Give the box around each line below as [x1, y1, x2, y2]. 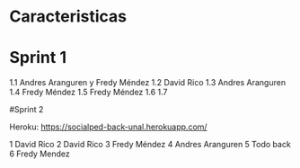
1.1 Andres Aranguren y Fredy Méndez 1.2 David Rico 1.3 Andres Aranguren [9, 77, 286, 88]
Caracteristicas [9, 6, 128, 27]
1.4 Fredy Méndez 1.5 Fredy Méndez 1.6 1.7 [9, 87, 168, 98]
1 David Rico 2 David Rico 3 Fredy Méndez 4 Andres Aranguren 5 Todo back [9, 139, 292, 150]
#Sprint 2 [9, 104, 44, 115]
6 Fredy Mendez [9, 148, 70, 159]
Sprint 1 [9, 48, 67, 68]
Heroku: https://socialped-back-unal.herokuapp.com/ [9, 121, 208, 132]
